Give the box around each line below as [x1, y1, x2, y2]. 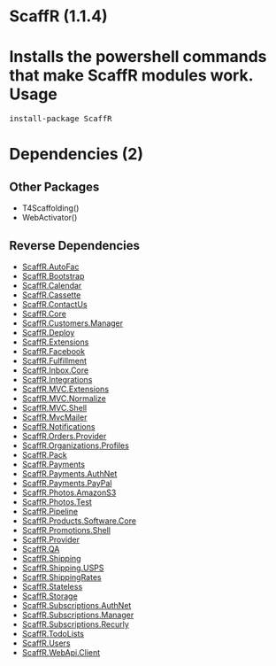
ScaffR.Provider [21, 534, 80, 545]
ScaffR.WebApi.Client [21, 647, 101, 657]
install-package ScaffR [9, 113, 112, 124]
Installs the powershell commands [9, 47, 267, 67]
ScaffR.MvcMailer [21, 412, 88, 422]
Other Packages [9, 179, 100, 194]
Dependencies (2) [9, 144, 144, 165]
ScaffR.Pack [21, 449, 68, 460]
